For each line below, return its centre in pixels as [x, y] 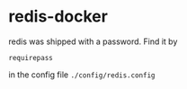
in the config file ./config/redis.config [82, 75]
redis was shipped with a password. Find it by [93, 41]
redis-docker [58, 17]
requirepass [31, 58]
